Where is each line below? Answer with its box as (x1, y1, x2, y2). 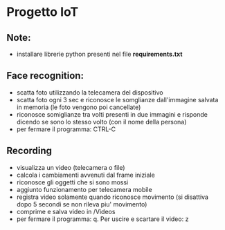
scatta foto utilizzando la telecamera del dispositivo (16, 88, 163, 97)
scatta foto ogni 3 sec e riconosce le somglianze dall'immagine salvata (16, 95, 219, 104)
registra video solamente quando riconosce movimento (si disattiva (16, 193, 209, 201)
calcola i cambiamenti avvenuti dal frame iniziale (16, 171, 155, 179)
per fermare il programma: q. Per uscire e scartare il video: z (16, 215, 189, 223)
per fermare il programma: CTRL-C (16, 125, 116, 133)
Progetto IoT (6, 4, 79, 20)
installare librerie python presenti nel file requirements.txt (16, 50, 183, 58)
